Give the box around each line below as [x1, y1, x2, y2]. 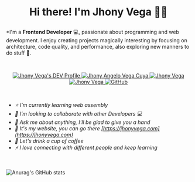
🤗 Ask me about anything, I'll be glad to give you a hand [14, 119, 150, 126]
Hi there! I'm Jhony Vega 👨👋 [29, 5, 168, 19]
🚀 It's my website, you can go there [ [14, 125, 104, 132]
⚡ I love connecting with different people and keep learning [14, 144, 158, 151]
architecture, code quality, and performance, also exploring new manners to [6, 43, 190, 50]
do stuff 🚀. [6, 49, 32, 56]
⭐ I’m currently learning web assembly [14, 102, 108, 109]
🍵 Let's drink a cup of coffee [14, 137, 84, 144]
